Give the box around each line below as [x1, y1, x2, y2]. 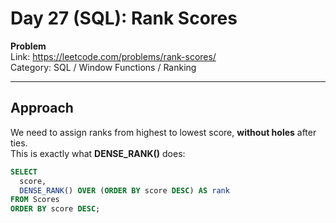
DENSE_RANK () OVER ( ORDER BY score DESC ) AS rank [19, 185, 230, 196]
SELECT [10, 167, 38, 177]
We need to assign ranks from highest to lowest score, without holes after [10, 126, 317, 138]
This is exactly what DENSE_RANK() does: [10, 147, 186, 159]
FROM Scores [10, 195, 60, 205]
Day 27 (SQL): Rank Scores [10, 7, 238, 30]
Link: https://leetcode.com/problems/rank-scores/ [10, 50, 217, 62]
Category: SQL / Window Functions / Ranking [10, 61, 197, 73]
